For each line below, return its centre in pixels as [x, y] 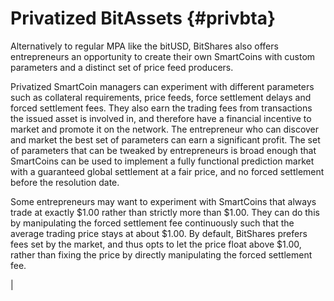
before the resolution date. [65, 182]
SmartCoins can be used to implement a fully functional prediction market [162, 161]
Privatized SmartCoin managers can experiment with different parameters [162, 86]
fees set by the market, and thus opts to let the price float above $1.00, [156, 244]
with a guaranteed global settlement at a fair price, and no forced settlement [167, 171]
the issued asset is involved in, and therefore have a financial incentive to [161, 118]
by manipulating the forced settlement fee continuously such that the [152, 223]
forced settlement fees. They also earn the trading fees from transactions [161, 108]
